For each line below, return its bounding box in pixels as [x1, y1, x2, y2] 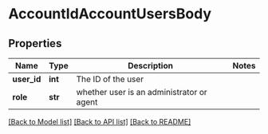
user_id [12, 73, 41, 85]
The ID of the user [76, 73, 144, 85]
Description [127, 61, 174, 71]
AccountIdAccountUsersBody [8, 5, 212, 23]
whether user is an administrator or [76, 87, 207, 97]
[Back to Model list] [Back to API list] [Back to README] [8, 117, 191, 126]
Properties [8, 37, 62, 50]
